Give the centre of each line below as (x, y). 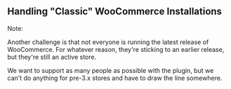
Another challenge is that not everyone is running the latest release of (108, 42)
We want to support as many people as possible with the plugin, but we (111, 70)
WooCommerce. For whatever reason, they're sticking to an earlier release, (116, 49)
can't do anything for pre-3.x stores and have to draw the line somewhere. (115, 78)
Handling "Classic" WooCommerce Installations (115, 12)
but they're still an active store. (52, 57)
